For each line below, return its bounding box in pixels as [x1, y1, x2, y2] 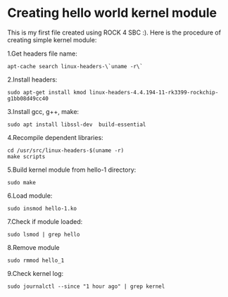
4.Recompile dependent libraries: [7, 133, 103, 141]
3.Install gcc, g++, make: [7, 107, 80, 115]
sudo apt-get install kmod [7, 89, 87, 96]
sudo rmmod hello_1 [7, 257, 65, 264]
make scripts [7, 153, 46, 160]
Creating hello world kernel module [7, 5, 217, 21]
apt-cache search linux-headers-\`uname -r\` [7, 63, 143, 70]
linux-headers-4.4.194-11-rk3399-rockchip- [89, 89, 219, 96]
